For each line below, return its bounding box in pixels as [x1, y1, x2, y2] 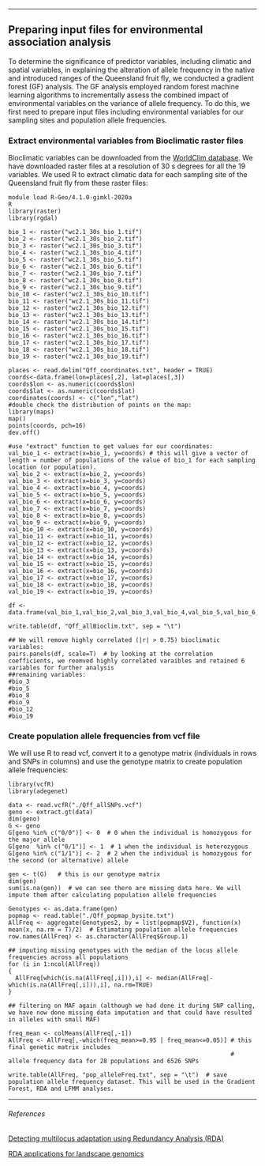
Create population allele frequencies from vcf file [8, 730, 200, 741]
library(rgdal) [8, 214, 58, 222]
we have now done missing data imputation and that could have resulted [8, 1009, 252, 1017]
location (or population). [8, 463, 97, 471]
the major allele [8, 836, 65, 844]
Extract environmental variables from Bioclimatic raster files [8, 135, 244, 146]
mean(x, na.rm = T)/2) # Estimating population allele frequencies [8, 926, 238, 934]
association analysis [8, 36, 112, 49]
